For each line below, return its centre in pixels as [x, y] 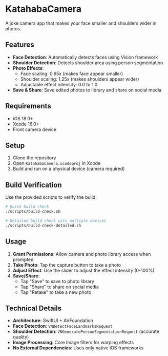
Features [20, 45]
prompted [23, 259]
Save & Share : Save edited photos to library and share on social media [87, 90]
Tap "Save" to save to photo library [57, 281]
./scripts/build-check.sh [33, 212]
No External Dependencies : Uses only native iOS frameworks [78, 348]
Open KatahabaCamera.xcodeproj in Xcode [57, 163]
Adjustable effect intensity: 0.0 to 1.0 [59, 84]
